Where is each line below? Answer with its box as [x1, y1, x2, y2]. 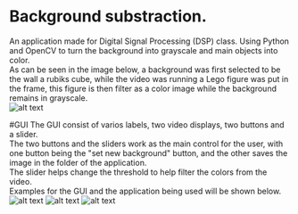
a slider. [9, 128, 38, 139]
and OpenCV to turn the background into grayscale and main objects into [9, 45, 278, 55]
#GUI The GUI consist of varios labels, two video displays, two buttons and [9, 119, 285, 130]
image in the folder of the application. [9, 157, 147, 168]
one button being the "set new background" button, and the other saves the [9, 147, 288, 158]
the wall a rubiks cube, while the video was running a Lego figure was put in [9, 73, 289, 84]
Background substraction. [9, 6, 207, 27]
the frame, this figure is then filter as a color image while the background [9, 83, 277, 94]
